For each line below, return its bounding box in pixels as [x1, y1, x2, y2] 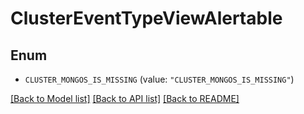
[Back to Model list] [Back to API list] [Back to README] [10, 93, 240, 104]
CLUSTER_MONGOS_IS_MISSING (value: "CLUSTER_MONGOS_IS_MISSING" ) [24, 73, 295, 85]
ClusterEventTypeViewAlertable [10, 7, 283, 30]
